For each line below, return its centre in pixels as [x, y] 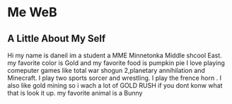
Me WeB [33, 12]
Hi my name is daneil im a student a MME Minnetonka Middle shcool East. [115, 55]
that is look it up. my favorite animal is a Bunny [75, 93]
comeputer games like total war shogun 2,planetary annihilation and [106, 70]
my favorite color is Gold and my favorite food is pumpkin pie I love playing [116, 63]
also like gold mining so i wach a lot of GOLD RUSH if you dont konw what [115, 85]
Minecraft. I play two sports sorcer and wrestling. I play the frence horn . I [114, 78]
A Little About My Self [57, 39]
